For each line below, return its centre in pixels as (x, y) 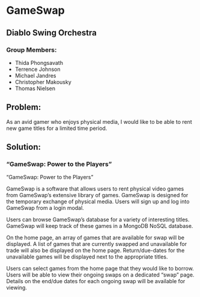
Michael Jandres (35, 75)
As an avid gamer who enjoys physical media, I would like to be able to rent (99, 121)
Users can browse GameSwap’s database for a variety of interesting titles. (98, 219)
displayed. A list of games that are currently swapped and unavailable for (97, 244)
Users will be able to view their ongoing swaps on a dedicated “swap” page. (100, 275)
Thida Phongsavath (39, 63)
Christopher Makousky (43, 82)
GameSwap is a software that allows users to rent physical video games (95, 189)
